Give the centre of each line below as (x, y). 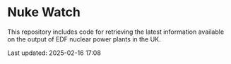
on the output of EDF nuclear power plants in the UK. (84, 39)
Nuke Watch (44, 12)
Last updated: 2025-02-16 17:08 (54, 53)
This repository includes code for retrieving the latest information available (116, 32)
